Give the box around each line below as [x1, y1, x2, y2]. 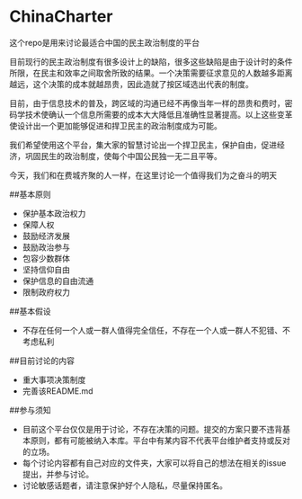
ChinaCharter [9, 6, 113, 27]
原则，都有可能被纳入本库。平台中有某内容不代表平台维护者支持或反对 [30, 434, 290, 446]
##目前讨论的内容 [9, 355, 75, 366]
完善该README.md [22, 385, 93, 397]
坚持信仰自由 [22, 263, 70, 275]
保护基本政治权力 [22, 208, 86, 218]
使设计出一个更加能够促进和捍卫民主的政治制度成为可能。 [9, 120, 222, 131]
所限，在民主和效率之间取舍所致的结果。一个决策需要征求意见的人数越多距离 [9, 67, 293, 78]
